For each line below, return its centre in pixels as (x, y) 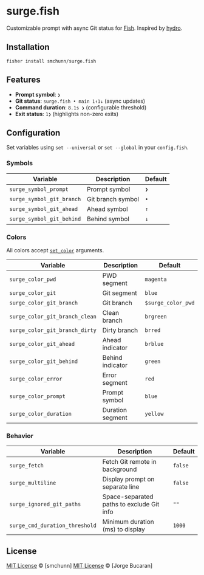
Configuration (33, 133)
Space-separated (128, 497)
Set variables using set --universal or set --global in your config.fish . (97, 148)
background (120, 469)
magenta (156, 279)
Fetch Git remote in (129, 462)
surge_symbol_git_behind (45, 219)
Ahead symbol (108, 209)
